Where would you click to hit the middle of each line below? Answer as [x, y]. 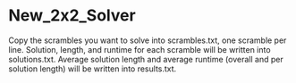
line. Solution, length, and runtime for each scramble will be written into [140, 49]
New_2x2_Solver [72, 16]
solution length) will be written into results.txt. [93, 69]
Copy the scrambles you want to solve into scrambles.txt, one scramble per [148, 40]
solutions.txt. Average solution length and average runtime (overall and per [146, 59]
